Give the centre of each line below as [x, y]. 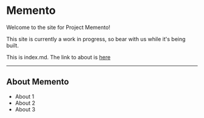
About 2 [25, 103]
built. [13, 45]
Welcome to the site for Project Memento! [58, 27]
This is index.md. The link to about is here [59, 57]
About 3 [25, 109]
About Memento [38, 82]
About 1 [25, 96]
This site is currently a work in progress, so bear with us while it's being [96, 39]
